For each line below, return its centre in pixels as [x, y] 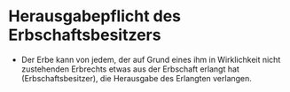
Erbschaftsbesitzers [85, 35]
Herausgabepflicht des [95, 16]
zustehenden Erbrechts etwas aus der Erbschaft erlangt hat [130, 69]
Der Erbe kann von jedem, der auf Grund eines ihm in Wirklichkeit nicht [151, 59]
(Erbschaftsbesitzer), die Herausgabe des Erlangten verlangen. [136, 78]
